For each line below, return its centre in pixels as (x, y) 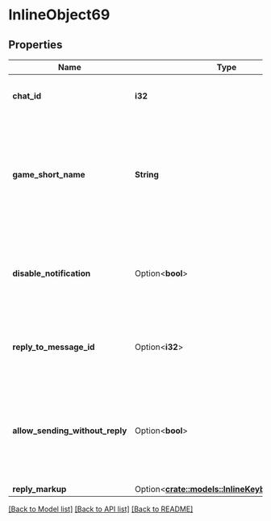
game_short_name (49, 175)
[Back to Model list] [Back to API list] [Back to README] (101, 509)
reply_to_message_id (54, 347)
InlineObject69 (59, 15)
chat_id (27, 96)
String (147, 175)
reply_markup (40, 489)
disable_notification (52, 273)
